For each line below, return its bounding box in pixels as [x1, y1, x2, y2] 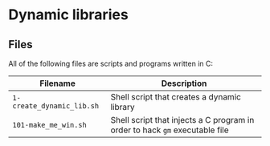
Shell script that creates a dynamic [110, 91, 241, 102]
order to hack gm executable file [110, 124, 229, 136]
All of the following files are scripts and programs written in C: [8, 59, 214, 68]
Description [161, 78, 207, 89]
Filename [39, 78, 76, 89]
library [110, 102, 135, 112]
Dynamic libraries [8, 6, 129, 24]
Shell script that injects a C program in [110, 115, 255, 125]
